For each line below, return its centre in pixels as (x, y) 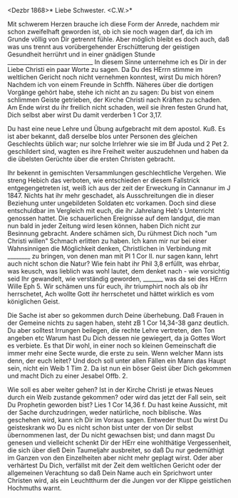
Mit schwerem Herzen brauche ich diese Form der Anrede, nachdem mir (114, 24)
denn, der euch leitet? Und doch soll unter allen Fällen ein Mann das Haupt (117, 360)
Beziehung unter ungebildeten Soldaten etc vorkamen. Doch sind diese (112, 203)
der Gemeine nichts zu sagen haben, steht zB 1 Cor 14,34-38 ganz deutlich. (118, 323)
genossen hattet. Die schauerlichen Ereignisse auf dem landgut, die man (114, 218)
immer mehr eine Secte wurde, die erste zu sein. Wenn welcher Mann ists (115, 353)
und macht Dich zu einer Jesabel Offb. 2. (68, 376)
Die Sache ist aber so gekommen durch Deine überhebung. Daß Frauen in (116, 315)
